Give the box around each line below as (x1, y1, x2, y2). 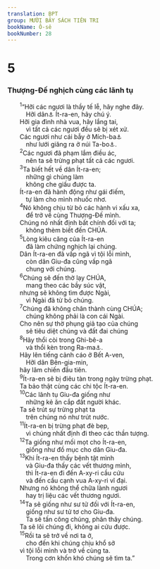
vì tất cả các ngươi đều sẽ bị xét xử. (25, 125, 129, 134)
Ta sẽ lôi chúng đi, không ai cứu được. (20, 522, 130, 531)
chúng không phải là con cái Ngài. (25, 312, 125, 321)
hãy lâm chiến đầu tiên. (20, 365, 87, 374)
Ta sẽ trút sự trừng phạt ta (20, 405, 96, 414)
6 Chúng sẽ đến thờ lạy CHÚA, (20, 272, 106, 282)
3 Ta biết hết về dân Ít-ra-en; (20, 164, 101, 173)
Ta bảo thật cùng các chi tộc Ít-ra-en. (20, 381, 129, 390)
